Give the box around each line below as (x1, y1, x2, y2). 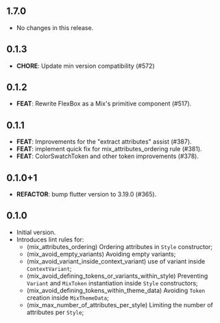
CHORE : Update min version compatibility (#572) (16, 62, 155, 70)
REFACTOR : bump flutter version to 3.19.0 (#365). (16, 190, 157, 198)
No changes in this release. (16, 23, 94, 31)
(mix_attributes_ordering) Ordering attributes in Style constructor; (26, 242, 213, 250)
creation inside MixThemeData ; (26, 294, 109, 302)
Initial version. (16, 228, 56, 236)
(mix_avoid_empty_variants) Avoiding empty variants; (26, 250, 176, 258)
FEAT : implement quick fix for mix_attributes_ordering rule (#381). (16, 145, 203, 153)
